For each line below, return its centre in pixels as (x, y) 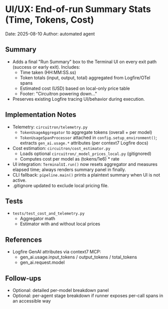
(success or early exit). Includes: (46, 67)
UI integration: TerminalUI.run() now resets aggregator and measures (85, 164)
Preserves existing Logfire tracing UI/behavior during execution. (79, 99)
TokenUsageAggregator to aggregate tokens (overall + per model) (86, 132)
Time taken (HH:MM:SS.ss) (48, 72)
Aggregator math (38, 219)
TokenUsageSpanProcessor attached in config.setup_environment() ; (89, 137)
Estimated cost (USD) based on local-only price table (75, 88)
